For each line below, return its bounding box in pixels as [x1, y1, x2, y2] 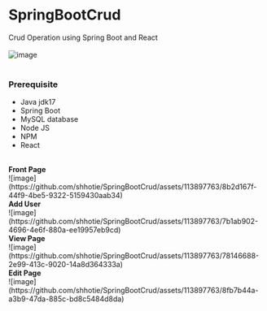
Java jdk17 [20, 97, 56, 107]
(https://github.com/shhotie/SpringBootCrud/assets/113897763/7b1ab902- [8, 217, 259, 227]
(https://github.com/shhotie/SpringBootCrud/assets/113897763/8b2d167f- [8, 182, 257, 192]
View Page [8, 234, 46, 244]
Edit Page [8, 268, 42, 278]
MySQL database [20, 114, 79, 124]
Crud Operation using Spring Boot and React [8, 32, 159, 42]
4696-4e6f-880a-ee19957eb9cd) [8, 225, 121, 235]
